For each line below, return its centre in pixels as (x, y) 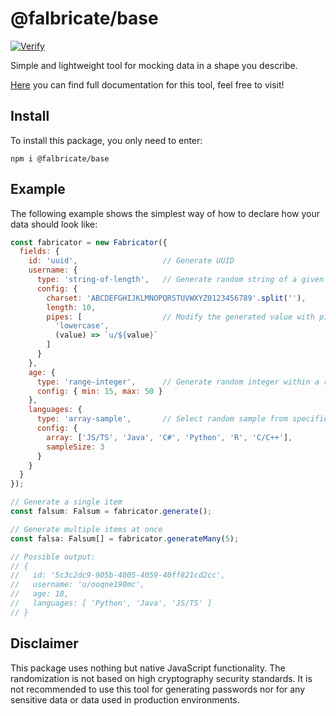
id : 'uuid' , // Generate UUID (131, 261)
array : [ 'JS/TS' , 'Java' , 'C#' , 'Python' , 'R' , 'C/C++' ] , (169, 437)
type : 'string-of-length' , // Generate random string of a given (180, 280)
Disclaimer (44, 643)
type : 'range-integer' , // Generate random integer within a (178, 382)
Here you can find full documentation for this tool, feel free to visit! (147, 84)
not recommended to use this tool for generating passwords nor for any (158, 689)
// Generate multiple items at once (86, 529)
